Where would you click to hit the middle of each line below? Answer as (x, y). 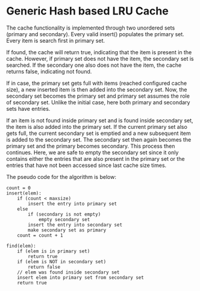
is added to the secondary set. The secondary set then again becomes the (99, 139)
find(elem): (21, 246)
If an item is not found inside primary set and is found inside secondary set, (100, 120)
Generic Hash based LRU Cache (87, 11)
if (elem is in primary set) (54, 251)
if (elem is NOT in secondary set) (62, 261)
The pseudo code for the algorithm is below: (61, 177)
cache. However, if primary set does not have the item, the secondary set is (100, 58)
